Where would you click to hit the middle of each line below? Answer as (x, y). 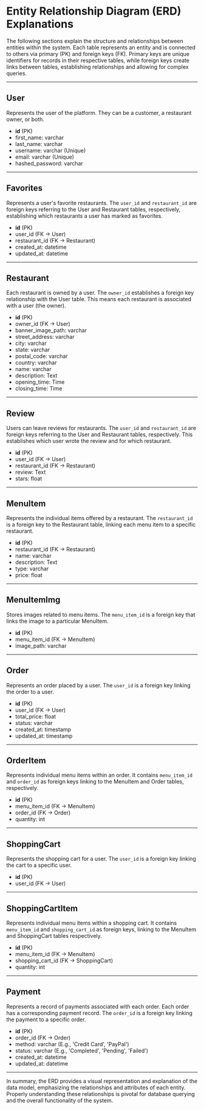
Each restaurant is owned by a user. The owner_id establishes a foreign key (100, 293)
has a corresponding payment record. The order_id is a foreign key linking (100, 1013)
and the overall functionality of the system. (60, 1100)
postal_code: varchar (41, 356)
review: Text (30, 472)
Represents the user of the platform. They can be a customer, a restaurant (99, 113)
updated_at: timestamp (44, 736)
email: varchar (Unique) (45, 157)
